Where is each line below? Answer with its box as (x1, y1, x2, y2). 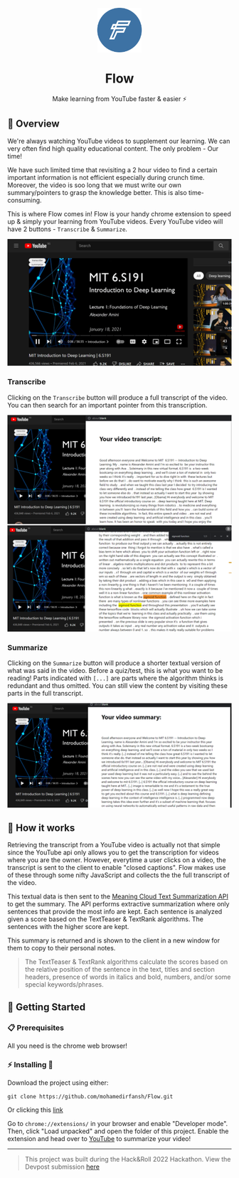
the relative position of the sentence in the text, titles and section (24, 965, 216, 974)
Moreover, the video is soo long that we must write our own (7, 181, 181, 189)
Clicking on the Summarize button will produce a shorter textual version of (7, 659, 221, 667)
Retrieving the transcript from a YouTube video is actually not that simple (7, 841, 221, 849)
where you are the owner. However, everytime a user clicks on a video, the (7, 856, 226, 864)
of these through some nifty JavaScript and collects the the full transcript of (7, 871, 230, 879)
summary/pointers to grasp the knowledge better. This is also (7, 188, 187, 196)
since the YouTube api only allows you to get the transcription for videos (7, 848, 219, 857)
